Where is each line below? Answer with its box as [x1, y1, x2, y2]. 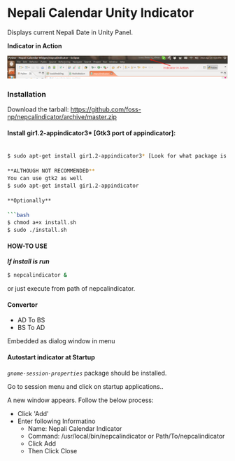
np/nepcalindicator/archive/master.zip [7, 113, 117, 121]
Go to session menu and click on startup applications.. [7, 382, 164, 390]
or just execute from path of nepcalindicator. [7, 284, 136, 293]
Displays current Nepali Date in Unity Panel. [7, 28, 133, 36]
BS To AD [17, 324, 45, 332]
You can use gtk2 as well [7, 175, 83, 182]
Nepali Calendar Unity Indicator [7, 5, 194, 21]
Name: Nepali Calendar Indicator [27, 424, 122, 432]
